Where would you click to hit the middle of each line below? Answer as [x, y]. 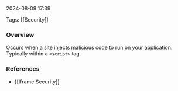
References [23, 69]
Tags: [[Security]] [27, 20]
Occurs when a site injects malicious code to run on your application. [89, 48]
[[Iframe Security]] [37, 82]
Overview [20, 34]
